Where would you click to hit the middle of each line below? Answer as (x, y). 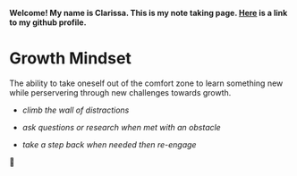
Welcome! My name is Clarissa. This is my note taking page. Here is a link (148, 13)
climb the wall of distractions (76, 110)
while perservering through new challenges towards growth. (120, 92)
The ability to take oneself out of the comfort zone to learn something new (146, 83)
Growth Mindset (71, 59)
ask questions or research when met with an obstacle (121, 127)
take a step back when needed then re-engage (109, 144)
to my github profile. (48, 22)
